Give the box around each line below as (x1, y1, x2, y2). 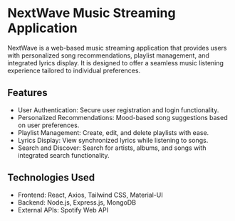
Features (7, 87, 48, 99)
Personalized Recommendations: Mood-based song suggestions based (17, 113, 228, 122)
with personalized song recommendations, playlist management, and (7, 51, 210, 60)
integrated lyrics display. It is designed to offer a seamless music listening (7, 58, 224, 67)
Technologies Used (7, 172, 95, 184)
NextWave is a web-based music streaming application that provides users (7, 43, 227, 52)
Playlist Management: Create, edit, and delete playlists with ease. (17, 128, 209, 136)
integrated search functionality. (17, 151, 110, 159)
